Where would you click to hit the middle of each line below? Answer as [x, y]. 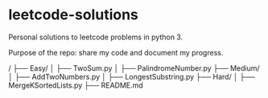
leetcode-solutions [74, 15]
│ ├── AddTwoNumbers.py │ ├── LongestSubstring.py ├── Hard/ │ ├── [132, 76]
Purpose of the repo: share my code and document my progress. [116, 52]
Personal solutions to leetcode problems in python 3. [96, 37]
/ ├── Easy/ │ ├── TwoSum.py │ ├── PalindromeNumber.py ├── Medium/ [134, 68]
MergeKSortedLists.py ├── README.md [76, 85]
